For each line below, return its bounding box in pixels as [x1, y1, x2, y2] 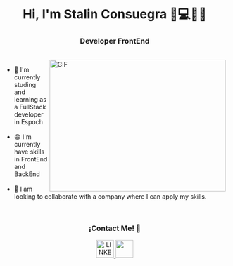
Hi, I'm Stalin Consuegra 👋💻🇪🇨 [23, 6, 207, 22]
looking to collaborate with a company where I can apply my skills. [13, 192, 207, 201]
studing [13, 81, 37, 89]
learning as [13, 95, 47, 104]
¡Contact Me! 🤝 [88, 223, 141, 233]
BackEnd [13, 170, 40, 178]
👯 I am [13, 185, 33, 194]
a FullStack [13, 103, 46, 112]
